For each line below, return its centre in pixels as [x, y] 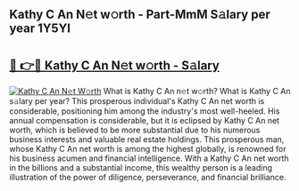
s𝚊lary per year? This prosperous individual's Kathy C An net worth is [137, 101]
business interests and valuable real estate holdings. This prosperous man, [147, 139]
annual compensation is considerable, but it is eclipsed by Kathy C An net [144, 120]
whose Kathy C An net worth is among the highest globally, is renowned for [148, 149]
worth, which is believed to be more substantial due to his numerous [135, 130]
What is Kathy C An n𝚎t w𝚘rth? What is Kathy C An [197, 91]
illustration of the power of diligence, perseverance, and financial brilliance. [148, 177]
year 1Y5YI [40, 29]
